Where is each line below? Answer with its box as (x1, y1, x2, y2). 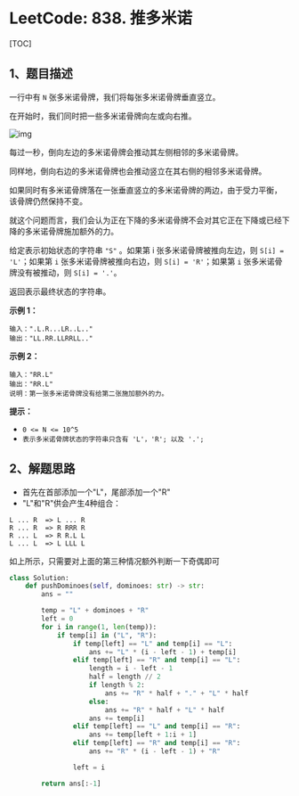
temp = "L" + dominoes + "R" (41, 606, 149, 615)
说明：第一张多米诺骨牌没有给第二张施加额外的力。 (9, 389, 169, 398)
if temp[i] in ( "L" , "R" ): (56, 630, 158, 640)
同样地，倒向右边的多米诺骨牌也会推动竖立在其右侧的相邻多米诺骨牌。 (9, 166, 267, 176)
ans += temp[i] (88, 714, 145, 723)
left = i (72, 763, 105, 772)
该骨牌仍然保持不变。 (9, 195, 87, 206)
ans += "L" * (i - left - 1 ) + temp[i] (88, 647, 238, 656)
